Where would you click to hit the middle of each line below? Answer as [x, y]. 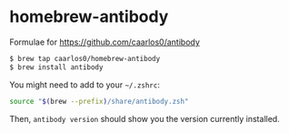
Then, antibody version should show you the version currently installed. [144, 118]
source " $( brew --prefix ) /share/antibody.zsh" [99, 101]
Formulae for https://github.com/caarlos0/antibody [105, 42]
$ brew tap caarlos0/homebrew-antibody [85, 58]
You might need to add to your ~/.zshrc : [85, 85]
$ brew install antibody [56, 67]
